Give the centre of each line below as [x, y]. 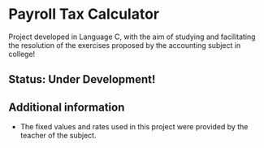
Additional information [67, 107]
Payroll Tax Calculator [84, 14]
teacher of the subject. [58, 136]
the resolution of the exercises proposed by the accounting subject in [125, 45]
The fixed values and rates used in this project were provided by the [134, 127]
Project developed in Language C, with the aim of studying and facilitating [132, 37]
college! [22, 54]
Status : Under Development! [82, 79]
